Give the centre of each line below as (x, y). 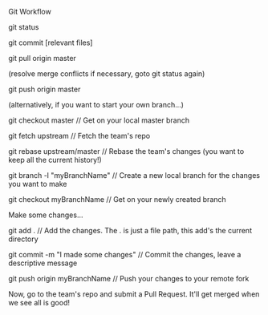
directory (23, 239)
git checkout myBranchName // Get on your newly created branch (117, 199)
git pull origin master (42, 58)
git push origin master (45, 89)
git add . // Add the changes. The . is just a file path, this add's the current (130, 230)
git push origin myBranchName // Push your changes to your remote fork (129, 279)
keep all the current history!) (55, 160)
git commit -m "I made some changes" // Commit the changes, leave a (125, 254)
